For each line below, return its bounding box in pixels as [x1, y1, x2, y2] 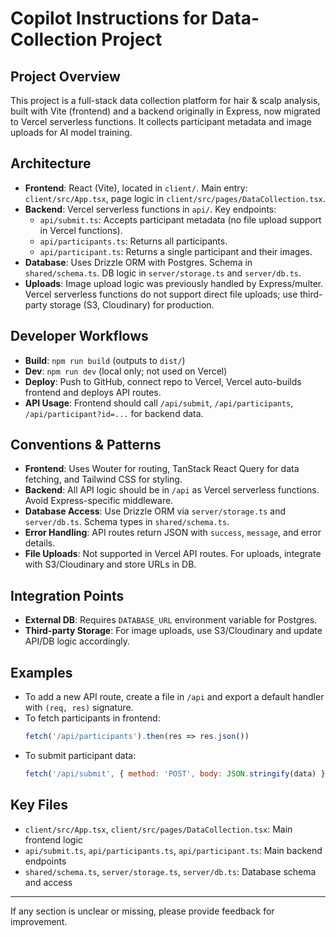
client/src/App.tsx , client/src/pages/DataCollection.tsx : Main [24, 823, 293, 835]
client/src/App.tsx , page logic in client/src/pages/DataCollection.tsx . [24, 192, 326, 204]
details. [24, 537, 56, 549]
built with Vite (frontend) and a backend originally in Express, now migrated [10, 105, 321, 117]
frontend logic [24, 833, 83, 846]
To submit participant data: [24, 749, 137, 761]
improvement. [10, 915, 68, 927]
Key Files [10, 797, 68, 814]
